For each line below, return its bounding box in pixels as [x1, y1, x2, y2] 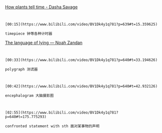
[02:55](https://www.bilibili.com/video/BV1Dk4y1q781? [5, 110, 119, 115]
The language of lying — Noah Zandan [5, 40, 83, 45]
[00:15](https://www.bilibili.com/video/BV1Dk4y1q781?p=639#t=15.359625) [5, 22, 158, 27]
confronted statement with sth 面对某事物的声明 [5, 124, 100, 129]
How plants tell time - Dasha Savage [5, 4, 78, 10]
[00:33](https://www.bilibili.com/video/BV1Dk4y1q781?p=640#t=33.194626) [5, 58, 158, 62]
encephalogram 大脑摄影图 [5, 93, 54, 98]
